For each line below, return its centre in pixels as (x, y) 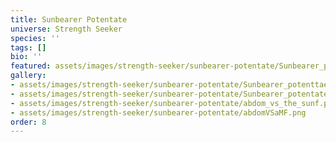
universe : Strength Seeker (66, 29)
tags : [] (28, 47)
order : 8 (28, 122)
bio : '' (26, 57)
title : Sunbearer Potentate (69, 19)
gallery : (28, 76)
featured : (31, 66)
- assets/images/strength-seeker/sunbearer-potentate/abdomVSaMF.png (158, 112)
